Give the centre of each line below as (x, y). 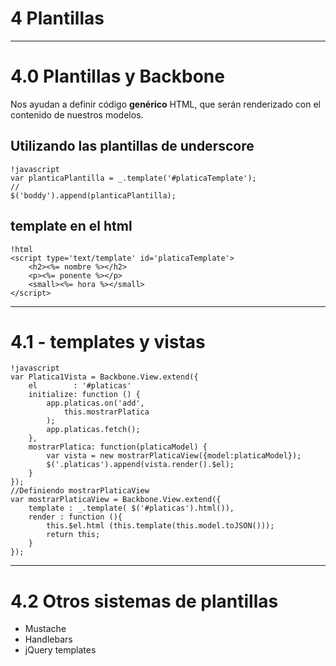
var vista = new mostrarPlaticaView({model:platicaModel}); (174, 456)
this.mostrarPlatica (106, 412)
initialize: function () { (84, 395)
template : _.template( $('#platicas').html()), (131, 508)
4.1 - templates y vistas (108, 341)
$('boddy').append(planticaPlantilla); (93, 195)
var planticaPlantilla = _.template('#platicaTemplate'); (133, 178)
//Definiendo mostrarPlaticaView (80, 491)
